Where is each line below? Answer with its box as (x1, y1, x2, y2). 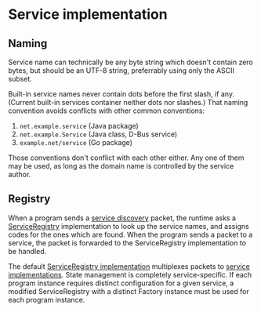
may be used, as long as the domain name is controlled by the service (8, 161, 234, 170)
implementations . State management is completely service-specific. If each (8, 270, 252, 279)
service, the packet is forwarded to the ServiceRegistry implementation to (8, 238, 247, 248)
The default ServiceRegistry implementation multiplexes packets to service (8, 261, 251, 271)
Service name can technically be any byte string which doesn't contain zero (8, 57, 253, 67)
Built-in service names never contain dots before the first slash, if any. (8, 89, 235, 99)
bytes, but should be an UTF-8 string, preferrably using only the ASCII (8, 66, 235, 75)
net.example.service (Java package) (19, 122, 139, 130)
